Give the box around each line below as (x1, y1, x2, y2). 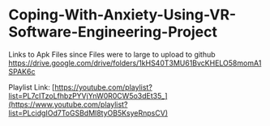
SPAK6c (8, 66, 36, 76)
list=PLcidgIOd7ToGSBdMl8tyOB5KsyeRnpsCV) (8, 107, 169, 118)
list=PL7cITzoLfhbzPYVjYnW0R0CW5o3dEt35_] (8, 90, 168, 100)
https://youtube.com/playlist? (54, 82, 152, 92)
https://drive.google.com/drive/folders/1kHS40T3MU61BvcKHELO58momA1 (8, 58, 262, 68)
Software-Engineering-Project (8, 23, 217, 41)
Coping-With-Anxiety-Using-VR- (8, 6, 237, 24)
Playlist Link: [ (8, 82, 55, 92)
